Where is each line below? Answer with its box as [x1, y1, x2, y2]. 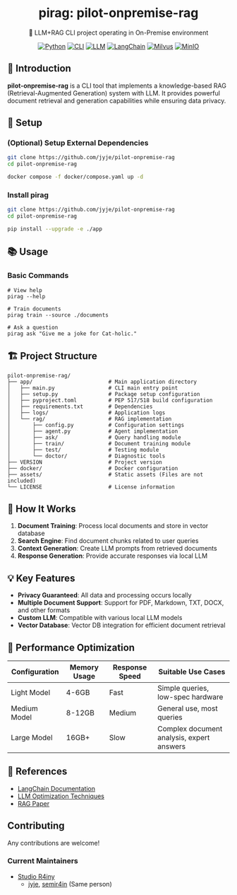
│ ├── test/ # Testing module [7, 447, 159, 454]
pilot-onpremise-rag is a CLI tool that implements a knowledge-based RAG [7, 81, 227, 90]
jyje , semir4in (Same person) [28, 879, 112, 888]
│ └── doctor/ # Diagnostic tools [7, 452, 166, 460]
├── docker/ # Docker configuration [7, 465, 178, 472]
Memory [69, 662, 99, 672]
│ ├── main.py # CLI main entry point [7, 385, 178, 392]
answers [157, 741, 186, 751]
